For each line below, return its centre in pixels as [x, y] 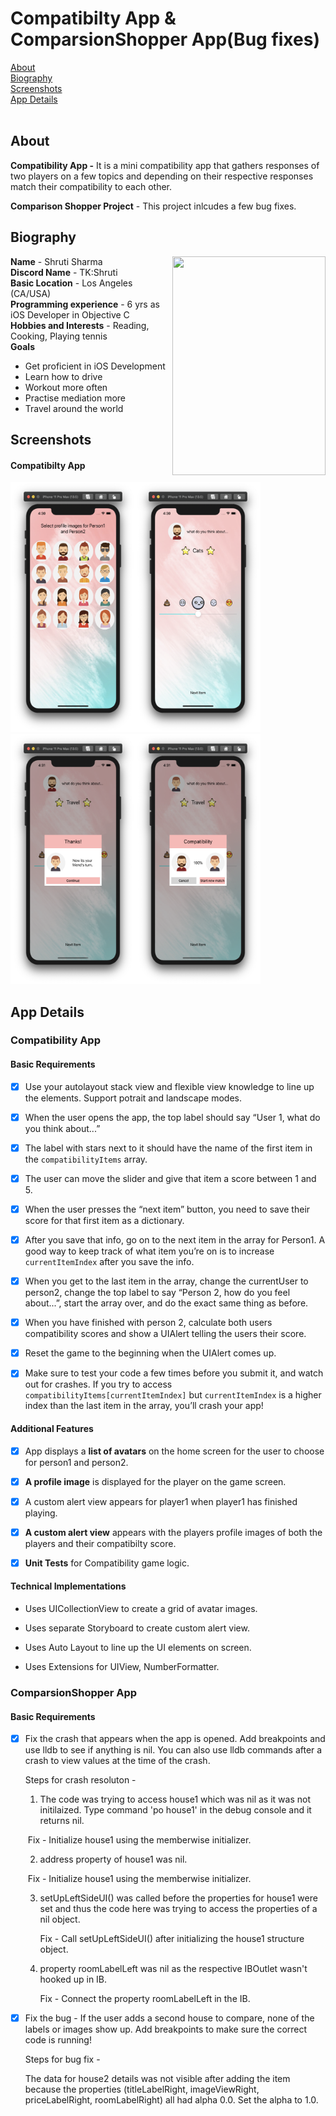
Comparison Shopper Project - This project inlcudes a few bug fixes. [153, 206]
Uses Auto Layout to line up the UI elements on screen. [138, 1648]
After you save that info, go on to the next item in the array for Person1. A [175, 1239]
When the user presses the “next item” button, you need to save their [167, 1209]
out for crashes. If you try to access [98, 1384]
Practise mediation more [75, 398]
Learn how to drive [63, 376]
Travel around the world [74, 408]
